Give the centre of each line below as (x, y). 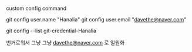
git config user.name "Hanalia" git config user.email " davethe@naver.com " (96, 19)
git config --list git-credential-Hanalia (51, 31)
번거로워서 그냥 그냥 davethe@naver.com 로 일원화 (65, 42)
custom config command (36, 8)
